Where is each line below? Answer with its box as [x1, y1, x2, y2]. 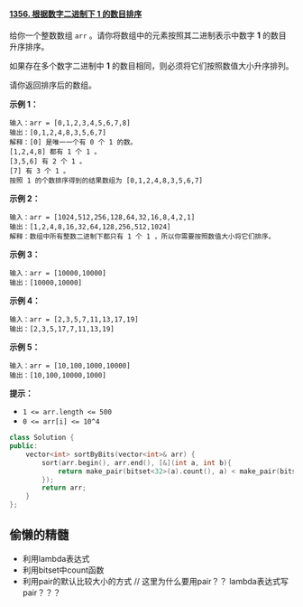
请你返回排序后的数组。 [9, 79, 96, 90]
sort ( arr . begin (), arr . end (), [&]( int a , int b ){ [41, 458, 232, 467]
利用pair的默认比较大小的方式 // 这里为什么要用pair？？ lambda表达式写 [22, 575, 289, 586]
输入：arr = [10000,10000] [9, 269, 106, 278]
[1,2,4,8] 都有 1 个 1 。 [9, 147, 102, 157]
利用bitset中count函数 [22, 565, 105, 575]
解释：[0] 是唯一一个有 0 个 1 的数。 [9, 138, 138, 147]
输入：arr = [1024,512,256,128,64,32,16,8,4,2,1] [9, 213, 196, 222]
